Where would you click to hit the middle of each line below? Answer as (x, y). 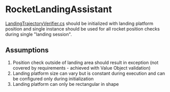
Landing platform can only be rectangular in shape (66, 84)
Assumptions (27, 50)
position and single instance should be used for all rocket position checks (82, 28)
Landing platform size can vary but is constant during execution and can (89, 73)
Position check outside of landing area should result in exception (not (86, 63)
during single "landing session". (39, 34)
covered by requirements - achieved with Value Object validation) (81, 68)
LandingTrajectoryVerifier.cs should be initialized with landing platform (79, 23)
